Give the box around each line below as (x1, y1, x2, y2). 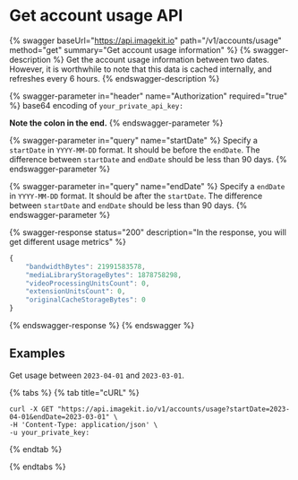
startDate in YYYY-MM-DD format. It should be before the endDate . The (9, 144, 260, 155)
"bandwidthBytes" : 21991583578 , (25, 262, 146, 271)
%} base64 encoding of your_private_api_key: (9, 100, 183, 110)
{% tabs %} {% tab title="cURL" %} (9, 387, 140, 397)
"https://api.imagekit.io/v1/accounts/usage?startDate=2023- (56, 405, 291, 414)
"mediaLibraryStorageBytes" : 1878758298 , (25, 270, 182, 279)
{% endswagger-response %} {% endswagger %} (9, 320, 195, 331)
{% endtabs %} (9, 461, 66, 472)
